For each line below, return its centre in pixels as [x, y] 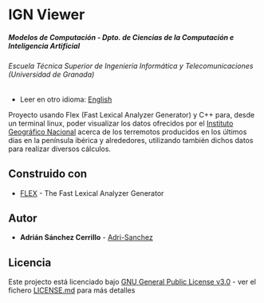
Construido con [48, 174]
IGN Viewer [47, 15]
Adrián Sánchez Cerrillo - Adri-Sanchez [86, 237]
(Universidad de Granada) [51, 74]
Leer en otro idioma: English [66, 99]
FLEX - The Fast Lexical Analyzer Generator [92, 193]
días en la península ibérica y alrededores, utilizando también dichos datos [131, 140]
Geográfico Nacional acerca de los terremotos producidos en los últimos [128, 132]
